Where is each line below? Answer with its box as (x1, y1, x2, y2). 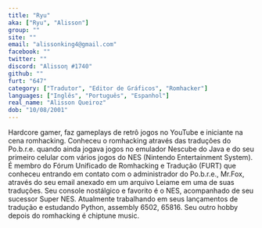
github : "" (8, 70, 44, 78)
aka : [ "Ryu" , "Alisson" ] (8, 19, 89, 27)
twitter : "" (8, 56, 47, 63)
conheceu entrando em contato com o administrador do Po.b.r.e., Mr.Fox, (8, 169, 245, 179)
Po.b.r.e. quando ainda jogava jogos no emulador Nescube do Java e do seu (8, 144, 254, 154)
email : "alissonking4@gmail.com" (8, 41, 117, 49)
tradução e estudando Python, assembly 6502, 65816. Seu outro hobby (8, 203, 239, 212)
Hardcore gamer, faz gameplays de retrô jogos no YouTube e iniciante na (8, 128, 244, 137)
